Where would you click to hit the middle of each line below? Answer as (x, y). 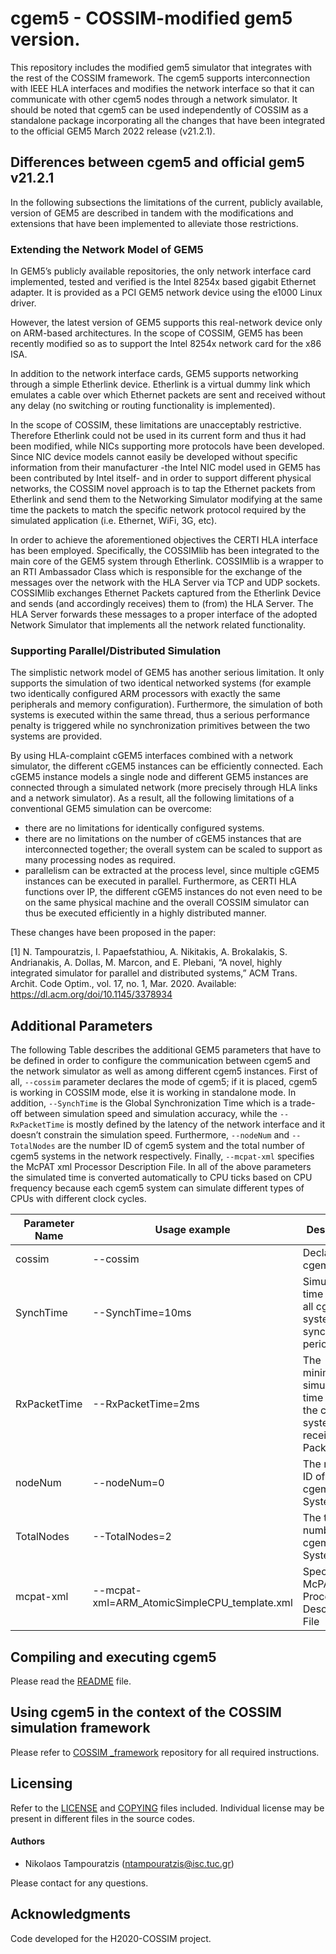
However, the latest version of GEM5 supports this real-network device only (166, 323)
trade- (302, 1103)
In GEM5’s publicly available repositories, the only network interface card (161, 271)
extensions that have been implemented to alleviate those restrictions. (154, 223)
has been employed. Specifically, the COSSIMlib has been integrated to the (165, 551)
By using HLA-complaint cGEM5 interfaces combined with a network (152, 756)
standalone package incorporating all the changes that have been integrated (168, 120)
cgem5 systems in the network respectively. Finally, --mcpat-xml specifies (162, 1156)
